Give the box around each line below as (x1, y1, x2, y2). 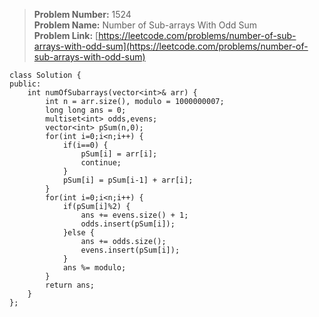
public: (9, 79, 42, 89)
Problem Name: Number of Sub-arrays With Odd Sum (33, 19, 257, 31)
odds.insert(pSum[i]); (80, 219, 176, 229)
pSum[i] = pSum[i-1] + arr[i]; (62, 175, 194, 185)
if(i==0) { (62, 140, 109, 150)
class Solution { (9, 70, 82, 80)
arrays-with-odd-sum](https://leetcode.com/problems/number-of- (33, 40, 309, 52)
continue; (80, 158, 122, 168)
